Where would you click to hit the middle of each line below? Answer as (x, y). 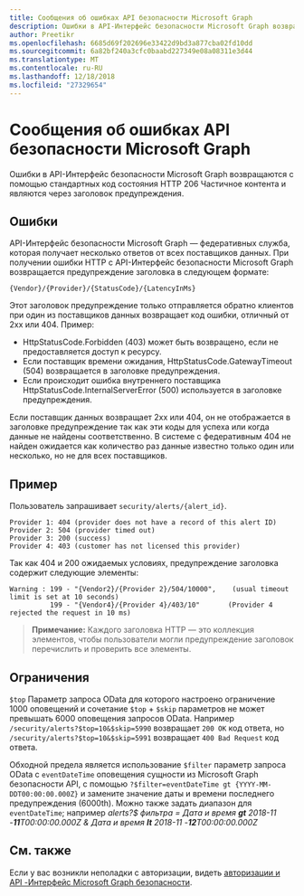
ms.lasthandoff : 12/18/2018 (62, 77)
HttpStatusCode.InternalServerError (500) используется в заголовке (152, 391)
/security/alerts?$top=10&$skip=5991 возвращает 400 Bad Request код (144, 737)
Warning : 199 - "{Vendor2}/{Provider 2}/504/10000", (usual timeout (149, 589)
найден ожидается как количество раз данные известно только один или (152, 446)
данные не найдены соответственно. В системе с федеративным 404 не (150, 437)
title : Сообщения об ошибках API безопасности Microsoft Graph (131, 18)
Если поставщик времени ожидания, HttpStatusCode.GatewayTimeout (157, 362)
